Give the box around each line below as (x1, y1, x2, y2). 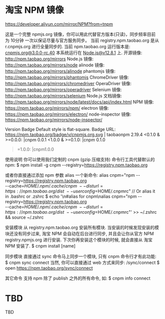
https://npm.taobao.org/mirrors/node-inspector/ (5, 117, 103, 123)
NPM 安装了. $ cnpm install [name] (5, 243, 76, 249)
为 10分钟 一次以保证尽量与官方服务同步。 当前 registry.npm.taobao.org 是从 (5, 37, 160, 43)
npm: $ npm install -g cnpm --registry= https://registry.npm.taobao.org (5, 162, 148, 168)
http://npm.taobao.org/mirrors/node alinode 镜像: (5, 62, 105, 68)
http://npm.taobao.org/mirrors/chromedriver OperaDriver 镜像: (5, 80, 132, 86)
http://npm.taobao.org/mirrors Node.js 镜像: (5, 56, 94, 62)
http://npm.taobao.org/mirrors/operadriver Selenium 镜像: (5, 87, 122, 93)
